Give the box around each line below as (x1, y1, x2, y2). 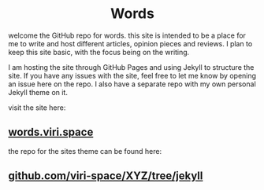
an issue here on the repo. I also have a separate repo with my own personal (8, 79, 256, 89)
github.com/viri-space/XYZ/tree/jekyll (8, 170, 203, 183)
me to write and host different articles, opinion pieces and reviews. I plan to (8, 38, 253, 48)
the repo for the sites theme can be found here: (8, 146, 162, 155)
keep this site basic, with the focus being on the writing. (8, 47, 190, 57)
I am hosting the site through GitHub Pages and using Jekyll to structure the (8, 62, 255, 71)
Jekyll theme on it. (8, 87, 69, 97)
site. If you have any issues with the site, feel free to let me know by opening (8, 71, 257, 80)
